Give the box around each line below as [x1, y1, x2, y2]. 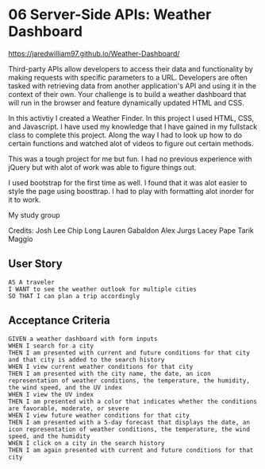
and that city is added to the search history [8, 355, 165, 363]
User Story [8, 257, 63, 271]
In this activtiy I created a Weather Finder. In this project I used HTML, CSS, [8, 113, 255, 122]
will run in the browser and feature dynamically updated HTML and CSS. [8, 98, 244, 107]
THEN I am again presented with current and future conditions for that [8, 446, 254, 454]
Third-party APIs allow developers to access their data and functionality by [8, 64, 254, 73]
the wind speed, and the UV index [8, 383, 123, 391]
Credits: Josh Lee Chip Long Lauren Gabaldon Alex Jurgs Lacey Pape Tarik [8, 225, 254, 235]
